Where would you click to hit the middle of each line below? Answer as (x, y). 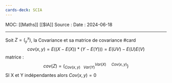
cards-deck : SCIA (24, 10)
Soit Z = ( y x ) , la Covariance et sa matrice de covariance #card (71, 40)
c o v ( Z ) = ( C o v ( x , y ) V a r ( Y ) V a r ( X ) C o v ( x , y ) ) (86, 66)
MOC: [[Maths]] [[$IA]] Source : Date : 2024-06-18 (59, 24)
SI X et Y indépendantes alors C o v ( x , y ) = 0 (51, 75)
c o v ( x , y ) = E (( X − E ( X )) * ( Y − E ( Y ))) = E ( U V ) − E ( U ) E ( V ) (86, 49)
